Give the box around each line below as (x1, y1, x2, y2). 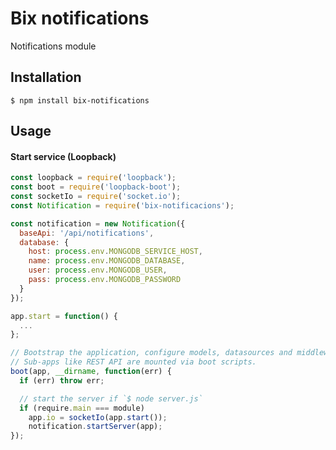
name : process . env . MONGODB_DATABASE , (28, 256, 186, 266)
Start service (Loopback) (10, 150, 117, 162)
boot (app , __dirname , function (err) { (10, 367, 172, 377)
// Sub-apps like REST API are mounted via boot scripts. (10, 357, 257, 367)
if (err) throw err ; (19, 375, 105, 386)
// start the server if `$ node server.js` (19, 393, 203, 404)
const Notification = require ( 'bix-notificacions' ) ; (10, 200, 235, 211)
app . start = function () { (10, 311, 118, 321)
